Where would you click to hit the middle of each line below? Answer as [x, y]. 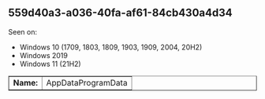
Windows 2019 [44, 55]
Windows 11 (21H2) [50, 64]
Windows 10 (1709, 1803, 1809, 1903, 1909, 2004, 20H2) [111, 47]
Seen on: [23, 31]
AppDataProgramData [87, 82]
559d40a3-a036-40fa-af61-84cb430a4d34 [120, 13]
